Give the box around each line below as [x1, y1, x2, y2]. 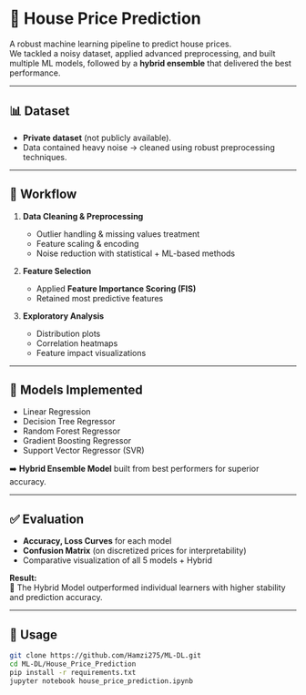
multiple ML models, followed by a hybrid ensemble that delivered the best [9, 57, 291, 68]
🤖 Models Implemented [9, 382, 143, 397]
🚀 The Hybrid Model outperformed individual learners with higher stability [9, 582, 286, 593]
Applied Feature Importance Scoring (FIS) [36, 282, 197, 294]
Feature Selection [22, 265, 92, 276]
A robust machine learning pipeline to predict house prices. [9, 38, 232, 49]
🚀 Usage [9, 627, 57, 642]
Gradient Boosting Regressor [22, 435, 132, 446]
